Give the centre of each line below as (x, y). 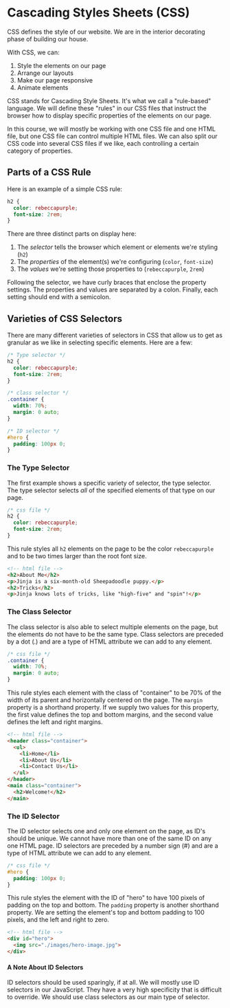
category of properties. (40, 151)
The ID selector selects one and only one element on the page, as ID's (106, 831)
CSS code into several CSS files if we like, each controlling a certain (103, 143)
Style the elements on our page (61, 65)
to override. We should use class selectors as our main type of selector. (108, 997)
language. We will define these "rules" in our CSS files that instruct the (107, 108)
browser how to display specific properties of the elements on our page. (109, 116)
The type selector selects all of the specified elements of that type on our (111, 490)
